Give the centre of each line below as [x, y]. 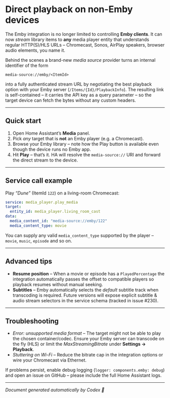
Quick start [23, 121]
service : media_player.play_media [42, 202]
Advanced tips [29, 262]
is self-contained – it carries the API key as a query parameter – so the [78, 95]
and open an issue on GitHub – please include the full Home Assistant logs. [83, 375]
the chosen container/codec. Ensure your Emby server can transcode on [88, 339]
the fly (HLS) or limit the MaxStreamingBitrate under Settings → [79, 344]
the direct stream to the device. [45, 160]
